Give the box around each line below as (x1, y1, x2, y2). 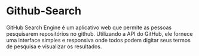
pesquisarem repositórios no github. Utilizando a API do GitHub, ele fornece (6, 30, 193, 37)
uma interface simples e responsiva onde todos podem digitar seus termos (6, 36, 191, 43)
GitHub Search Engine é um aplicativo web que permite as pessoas (6, 24, 172, 31)
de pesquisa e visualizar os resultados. (6, 43, 102, 50)
